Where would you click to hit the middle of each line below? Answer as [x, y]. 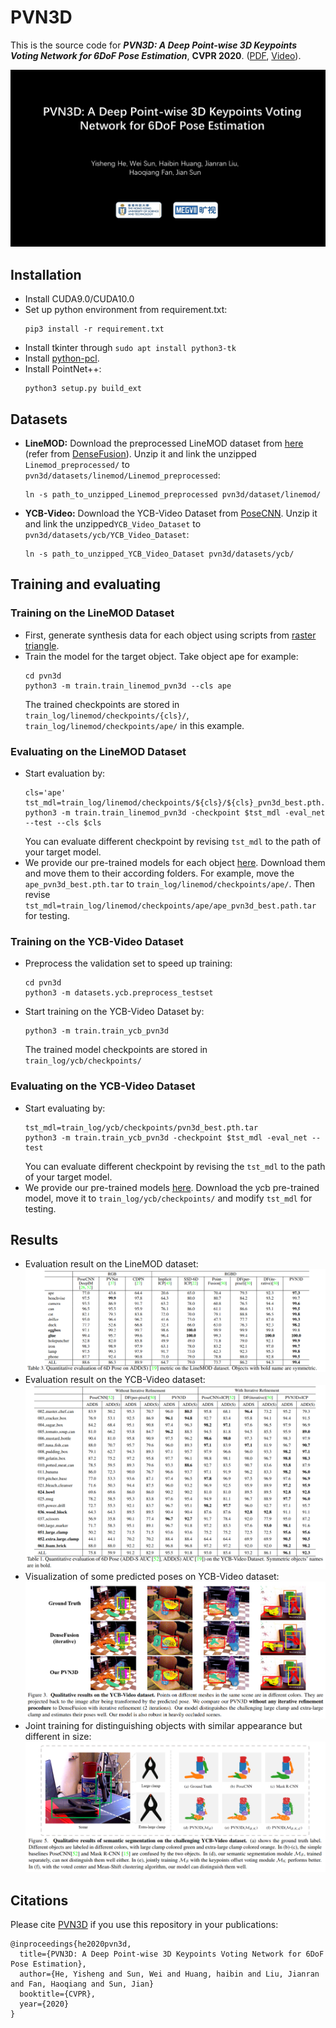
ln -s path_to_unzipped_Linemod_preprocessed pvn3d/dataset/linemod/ [173, 495]
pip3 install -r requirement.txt [94, 329]
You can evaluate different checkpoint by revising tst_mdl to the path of [173, 842]
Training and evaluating [85, 584]
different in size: [58, 1737]
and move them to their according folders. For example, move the [159, 873]
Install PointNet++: [63, 369]
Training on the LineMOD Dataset [92, 613]
